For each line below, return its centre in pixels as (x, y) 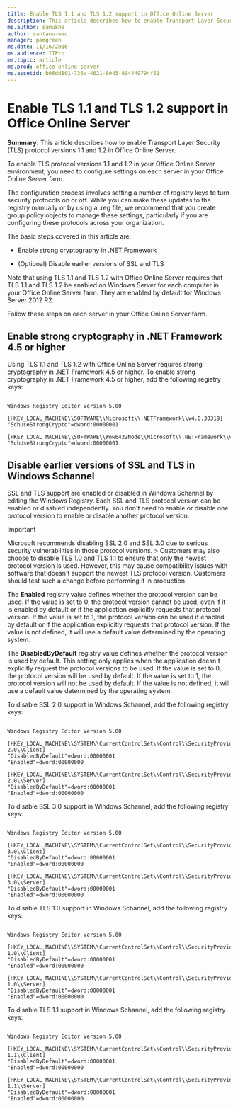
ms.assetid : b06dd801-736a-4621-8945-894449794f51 (84, 73)
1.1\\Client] (27, 1056)
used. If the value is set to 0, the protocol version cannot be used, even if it (117, 602)
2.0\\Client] (27, 750)
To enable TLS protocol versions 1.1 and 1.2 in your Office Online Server (111, 164)
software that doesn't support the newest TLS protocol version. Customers (117, 573)
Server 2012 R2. (31, 300)
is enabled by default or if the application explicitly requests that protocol (114, 610)
